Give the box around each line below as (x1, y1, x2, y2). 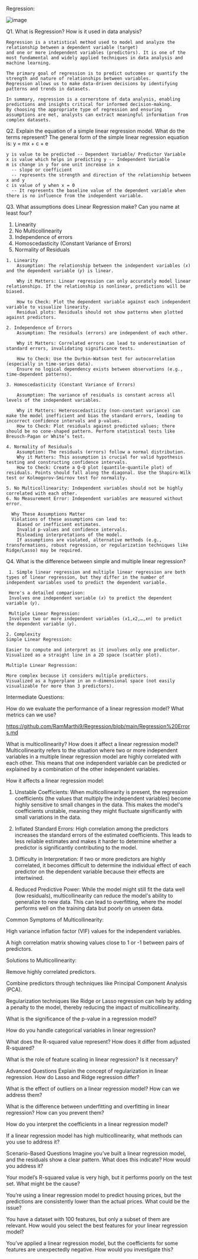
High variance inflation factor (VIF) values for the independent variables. (6, 928, 181, 934)
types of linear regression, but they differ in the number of (6, 574, 165, 580)
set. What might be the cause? (6, 1180, 81, 1187)
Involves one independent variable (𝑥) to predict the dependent (8, 595, 173, 601)
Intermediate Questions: (6, 693, 65, 700)
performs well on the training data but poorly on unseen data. (14, 905, 164, 912)
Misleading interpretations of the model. (16, 532, 123, 538)
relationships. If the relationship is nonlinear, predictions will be (6, 283, 186, 289)
